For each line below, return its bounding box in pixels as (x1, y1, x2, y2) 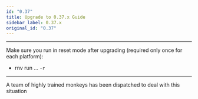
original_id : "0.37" (6, 25, 57, 31)
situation (6, 88, 28, 95)
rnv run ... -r (14, 64, 45, 71)
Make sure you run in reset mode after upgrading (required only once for (6, 47, 183, 54)
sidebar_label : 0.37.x (6, 19, 62, 25)
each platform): (6, 53, 44, 60)
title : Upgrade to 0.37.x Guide (6, 14, 85, 20)
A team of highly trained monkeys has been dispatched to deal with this (6, 81, 180, 88)
